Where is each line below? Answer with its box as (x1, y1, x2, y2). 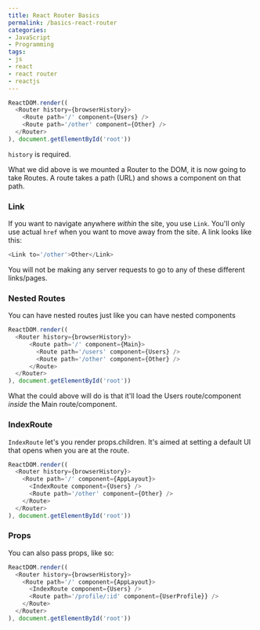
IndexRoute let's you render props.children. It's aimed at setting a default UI (8, 437, 251, 446)
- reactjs (8, 77, 41, 85)
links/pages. (8, 273, 48, 283)
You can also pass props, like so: (8, 548, 114, 558)
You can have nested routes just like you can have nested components (8, 311, 237, 320)
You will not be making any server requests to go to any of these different (8, 265, 245, 274)
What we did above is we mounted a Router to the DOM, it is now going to (8, 164, 247, 174)
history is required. (8, 149, 72, 159)
